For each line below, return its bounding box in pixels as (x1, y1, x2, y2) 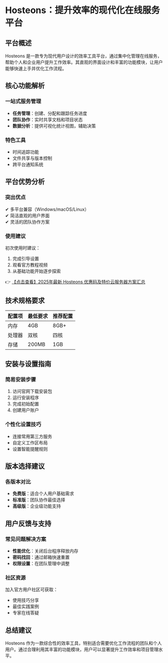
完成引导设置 (12, 255, 39, 261)
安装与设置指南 (5, 360, 51, 368)
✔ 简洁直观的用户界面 (5, 212, 50, 218)
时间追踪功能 (12, 149, 39, 155)
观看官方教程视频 (12, 261, 48, 268)
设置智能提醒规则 (12, 446, 48, 452)
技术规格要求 (5, 297, 45, 305)
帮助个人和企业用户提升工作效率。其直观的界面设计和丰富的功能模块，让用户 (5, 59, 163, 65)
